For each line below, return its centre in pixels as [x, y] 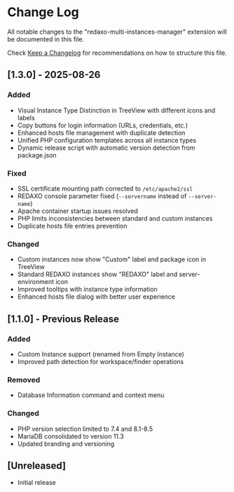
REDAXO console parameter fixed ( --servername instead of [102, 196]
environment [36, 282]
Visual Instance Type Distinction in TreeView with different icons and [116, 110]
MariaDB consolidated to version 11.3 [70, 436]
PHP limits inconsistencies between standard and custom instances [115, 218]
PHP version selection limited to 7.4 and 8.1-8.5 [85, 429]
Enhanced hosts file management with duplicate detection [101, 132]
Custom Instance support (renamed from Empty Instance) [101, 354]
